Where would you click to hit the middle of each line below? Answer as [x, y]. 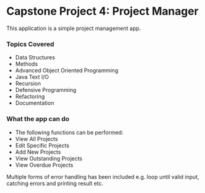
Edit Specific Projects [42, 145]
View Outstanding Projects [49, 158]
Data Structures [35, 58]
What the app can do [38, 119]
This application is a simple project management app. [74, 28]
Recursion [28, 83]
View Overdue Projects [44, 165]
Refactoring [30, 97]
